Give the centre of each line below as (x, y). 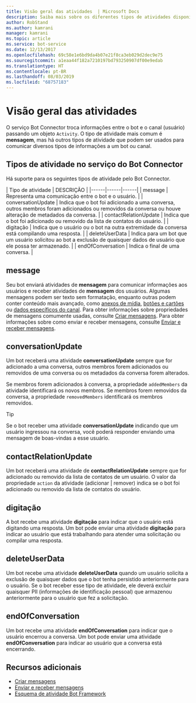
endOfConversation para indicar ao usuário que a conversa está (84, 643)
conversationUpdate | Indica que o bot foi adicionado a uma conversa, (90, 202)
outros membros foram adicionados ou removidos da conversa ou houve (93, 208)
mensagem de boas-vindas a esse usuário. (58, 438)
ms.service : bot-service (36, 44)
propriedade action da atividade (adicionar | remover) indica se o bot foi (93, 483)
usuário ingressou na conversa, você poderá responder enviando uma (90, 432)
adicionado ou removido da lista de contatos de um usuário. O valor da (91, 477)
